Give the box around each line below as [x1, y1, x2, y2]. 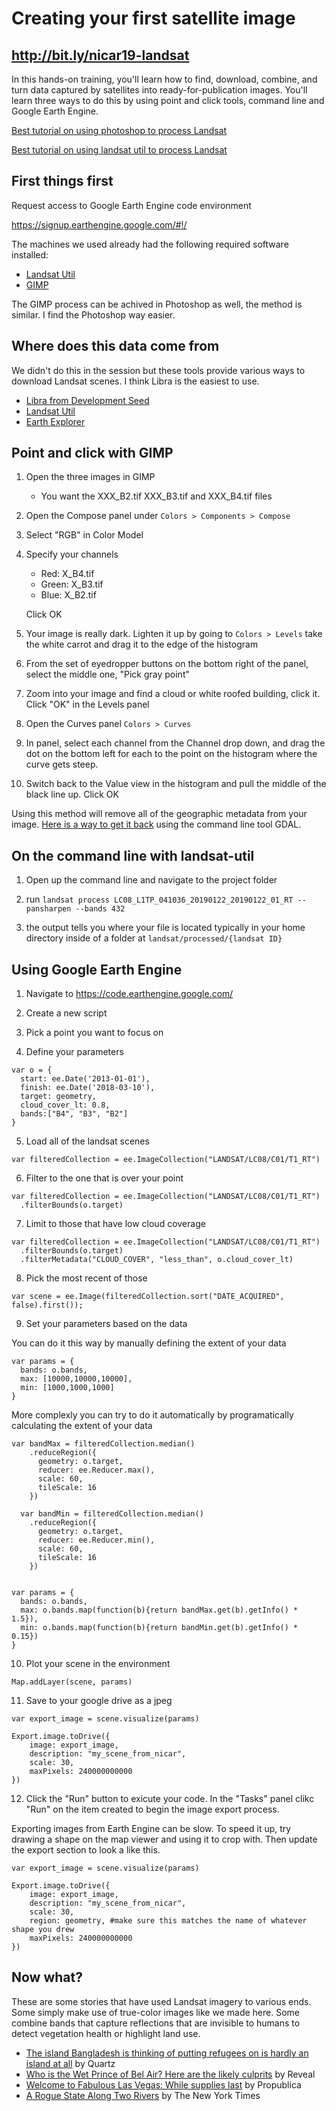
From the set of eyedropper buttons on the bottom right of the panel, [25, 658, 309, 670]
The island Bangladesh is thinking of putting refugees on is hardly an [25, 2047, 309, 2059]
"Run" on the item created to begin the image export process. [25, 1803, 280, 1816]
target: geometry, [20, 1092, 98, 1102]
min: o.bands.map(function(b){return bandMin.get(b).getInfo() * [20, 1623, 299, 1633]
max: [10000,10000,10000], [20, 1374, 133, 1384]
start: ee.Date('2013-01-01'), [20, 1074, 151, 1084]
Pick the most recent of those [25, 1272, 148, 1284]
